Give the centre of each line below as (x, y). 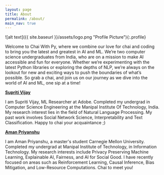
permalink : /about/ (25, 19)
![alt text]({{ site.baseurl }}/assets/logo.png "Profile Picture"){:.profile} (76, 37)
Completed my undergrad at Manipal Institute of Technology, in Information (81, 147)
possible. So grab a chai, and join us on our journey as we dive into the (76, 78)
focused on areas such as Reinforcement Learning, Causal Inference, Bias (80, 162)
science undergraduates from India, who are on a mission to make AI (74, 57)
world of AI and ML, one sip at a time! (43, 83)
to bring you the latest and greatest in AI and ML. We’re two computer (75, 52)
